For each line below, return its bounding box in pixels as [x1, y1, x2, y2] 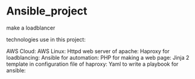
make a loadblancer [6, 24, 56, 31]
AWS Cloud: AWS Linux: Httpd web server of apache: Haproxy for [6, 47, 170, 55]
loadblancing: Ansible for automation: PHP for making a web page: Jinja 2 [6, 54, 190, 61]
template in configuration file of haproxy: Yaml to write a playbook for [6, 60, 179, 68]
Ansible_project [6, 4, 88, 18]
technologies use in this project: [6, 36, 86, 43]
